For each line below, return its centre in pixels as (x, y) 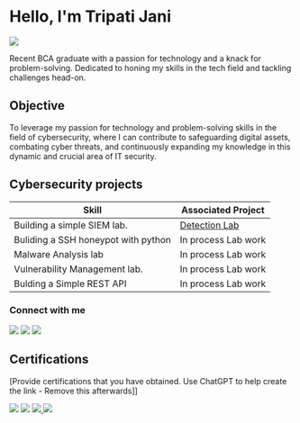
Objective (37, 106)
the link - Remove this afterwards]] (73, 391)
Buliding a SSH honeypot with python (92, 239)
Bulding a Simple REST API (71, 283)
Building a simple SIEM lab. (71, 225)
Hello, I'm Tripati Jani (91, 17)
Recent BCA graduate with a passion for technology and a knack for (135, 58)
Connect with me (47, 310)
